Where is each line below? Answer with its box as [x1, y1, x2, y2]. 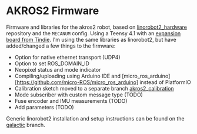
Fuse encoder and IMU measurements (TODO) [14, 97, 128, 104]
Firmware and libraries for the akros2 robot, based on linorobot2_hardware [6, 24, 187, 31]
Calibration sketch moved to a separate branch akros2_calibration [14, 85, 175, 92]
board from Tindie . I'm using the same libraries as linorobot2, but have [6, 36, 176, 43]
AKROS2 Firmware [6, 4, 99, 18]
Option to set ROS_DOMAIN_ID [14, 60, 90, 67]
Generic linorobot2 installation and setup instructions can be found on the [6, 115, 185, 122]
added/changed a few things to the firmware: [6, 42, 116, 49]
